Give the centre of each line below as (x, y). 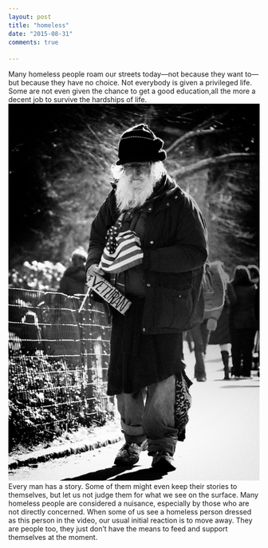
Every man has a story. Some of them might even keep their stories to (123, 487)
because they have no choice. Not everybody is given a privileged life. (137, 83)
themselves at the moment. (53, 538)
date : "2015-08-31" (41, 34)
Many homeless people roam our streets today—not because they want (126, 74)
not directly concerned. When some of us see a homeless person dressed (130, 512)
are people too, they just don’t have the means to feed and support (118, 529)
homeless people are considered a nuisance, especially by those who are (129, 503)
